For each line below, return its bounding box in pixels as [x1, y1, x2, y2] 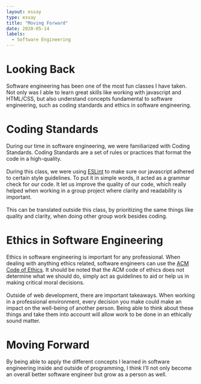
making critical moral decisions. [6, 278, 85, 286]
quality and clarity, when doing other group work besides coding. [6, 212, 168, 220]
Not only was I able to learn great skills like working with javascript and [6, 88, 182, 96]
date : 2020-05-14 [6, 25, 50, 32]
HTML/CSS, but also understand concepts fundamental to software [6, 95, 173, 102]
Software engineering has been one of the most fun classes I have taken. [6, 82, 187, 89]
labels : [6, 31, 26, 37]
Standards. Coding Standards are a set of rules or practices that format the [6, 148, 191, 156]
